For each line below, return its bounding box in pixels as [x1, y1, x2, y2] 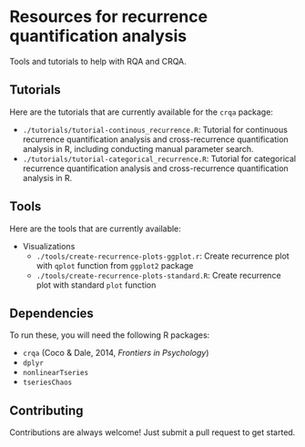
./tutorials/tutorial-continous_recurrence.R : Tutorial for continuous [22, 124, 289, 135]
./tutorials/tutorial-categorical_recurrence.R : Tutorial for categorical [22, 153, 297, 164]
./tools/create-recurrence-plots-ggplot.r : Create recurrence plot [36, 250, 290, 261]
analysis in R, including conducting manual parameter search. [22, 143, 254, 154]
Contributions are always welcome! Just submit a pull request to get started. [9, 427, 296, 438]
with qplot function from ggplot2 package [36, 259, 194, 270]
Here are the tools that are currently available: [9, 223, 182, 234]
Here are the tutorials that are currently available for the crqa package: [9, 107, 273, 117]
